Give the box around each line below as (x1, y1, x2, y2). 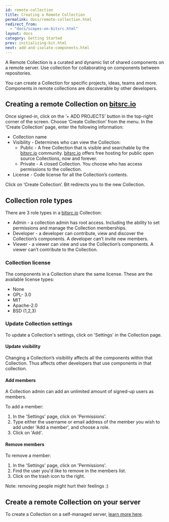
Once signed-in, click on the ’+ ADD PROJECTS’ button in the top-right (5, 113, 153, 119)
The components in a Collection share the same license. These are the (5, 271, 153, 277)
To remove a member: (5, 452, 52, 459)
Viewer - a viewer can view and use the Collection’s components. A (12, 241, 154, 247)
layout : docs (5, 31, 33, 36)
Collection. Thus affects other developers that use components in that (5, 360, 152, 366)
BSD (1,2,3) (12, 308, 37, 314)
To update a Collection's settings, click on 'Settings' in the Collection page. (5, 332, 162, 338)
